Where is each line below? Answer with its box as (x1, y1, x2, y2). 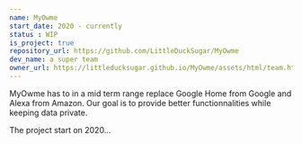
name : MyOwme (9, 13, 58, 22)
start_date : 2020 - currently (9, 22, 123, 31)
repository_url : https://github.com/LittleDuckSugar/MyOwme (9, 47, 240, 56)
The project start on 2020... (9, 124, 111, 135)
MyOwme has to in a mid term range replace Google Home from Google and (9, 87, 292, 99)
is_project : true (9, 38, 75, 48)
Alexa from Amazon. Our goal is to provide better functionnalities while (9, 97, 271, 108)
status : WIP (9, 30, 58, 39)
